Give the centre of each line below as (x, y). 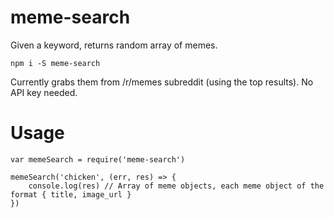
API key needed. (44, 92)
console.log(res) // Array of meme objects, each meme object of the (176, 186)
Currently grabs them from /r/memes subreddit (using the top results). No (162, 82)
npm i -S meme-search (55, 63)
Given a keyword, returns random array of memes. (114, 45)
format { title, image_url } (71, 194)
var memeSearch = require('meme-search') (98, 159)
